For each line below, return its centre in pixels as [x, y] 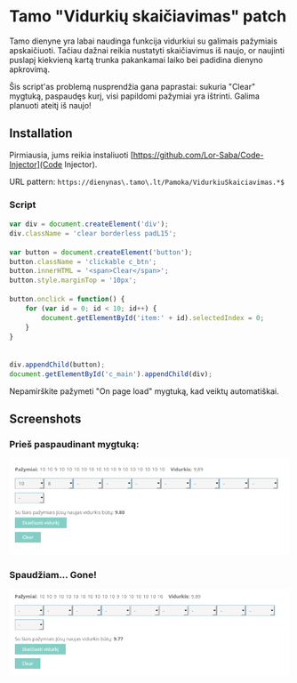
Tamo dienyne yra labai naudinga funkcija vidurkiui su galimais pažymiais [144, 41]
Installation [41, 134]
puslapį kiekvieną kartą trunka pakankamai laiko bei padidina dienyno [136, 60]
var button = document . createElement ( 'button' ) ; [101, 252]
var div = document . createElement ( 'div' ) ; [89, 224]
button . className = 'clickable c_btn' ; [83, 261]
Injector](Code [36, 164]
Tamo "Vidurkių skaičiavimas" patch [148, 16]
